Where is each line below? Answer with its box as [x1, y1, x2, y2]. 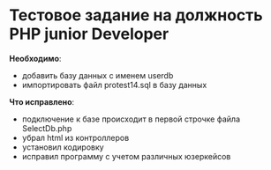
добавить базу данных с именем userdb [21, 70, 174, 80]
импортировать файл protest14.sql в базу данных [21, 79, 207, 90]
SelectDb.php [21, 122, 72, 133]
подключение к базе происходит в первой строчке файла [21, 114, 241, 124]
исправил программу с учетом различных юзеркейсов [21, 151, 231, 161]
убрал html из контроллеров [21, 132, 130, 143]
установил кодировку [21, 142, 104, 152]
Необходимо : [9, 53, 62, 63]
